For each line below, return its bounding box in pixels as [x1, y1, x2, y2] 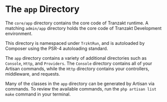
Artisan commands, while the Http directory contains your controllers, [5, 66, 149, 72]
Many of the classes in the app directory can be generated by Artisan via [5, 81, 154, 87]
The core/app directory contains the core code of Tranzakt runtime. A [5, 20, 149, 26]
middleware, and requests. [5, 71, 60, 77]
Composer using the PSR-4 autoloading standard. [5, 45, 108, 51]
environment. [5, 30, 33, 36]
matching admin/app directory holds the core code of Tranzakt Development [5, 25, 162, 31]
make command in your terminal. [5, 91, 71, 97]
